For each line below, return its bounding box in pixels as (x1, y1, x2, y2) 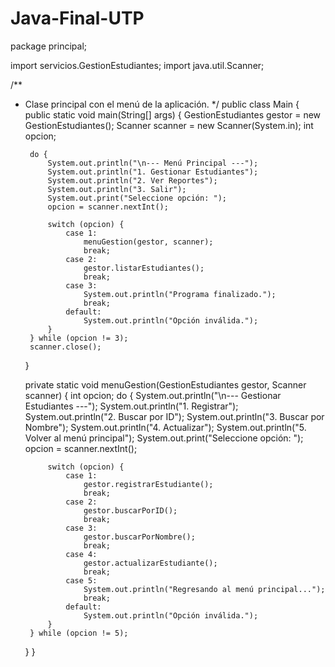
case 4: (65, 549, 98, 559)
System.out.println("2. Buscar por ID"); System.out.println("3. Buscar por (24, 410, 325, 422)
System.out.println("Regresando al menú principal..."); (83, 584, 326, 594)
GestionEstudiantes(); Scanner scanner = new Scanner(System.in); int (24, 119, 314, 131)
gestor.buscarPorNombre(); (83, 532, 196, 542)
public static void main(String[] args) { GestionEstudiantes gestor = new (24, 108, 322, 121)
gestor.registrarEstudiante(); (83, 479, 214, 489)
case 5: (65, 575, 98, 586)
